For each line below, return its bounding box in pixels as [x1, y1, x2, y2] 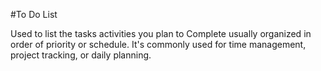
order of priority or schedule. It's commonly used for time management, [10, 39, 307, 50]
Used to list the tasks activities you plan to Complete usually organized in [10, 28, 312, 39]
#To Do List [10, 9, 58, 20]
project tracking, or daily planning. [10, 49, 152, 61]
